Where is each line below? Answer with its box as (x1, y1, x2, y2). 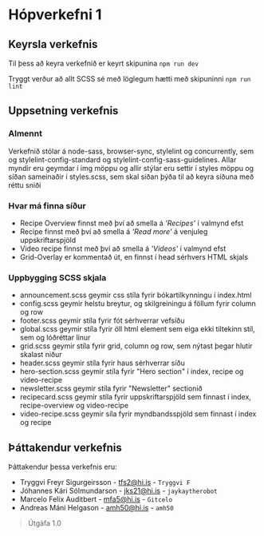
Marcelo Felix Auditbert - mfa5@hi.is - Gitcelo (19, 494, 173, 504)
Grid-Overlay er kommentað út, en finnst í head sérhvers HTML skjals (19, 252, 249, 261)
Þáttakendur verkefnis (8, 441, 122, 455)
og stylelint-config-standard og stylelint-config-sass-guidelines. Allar (8, 154, 237, 165)
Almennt (8, 128, 42, 139)
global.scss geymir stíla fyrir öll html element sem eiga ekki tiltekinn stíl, (19, 324, 255, 334)
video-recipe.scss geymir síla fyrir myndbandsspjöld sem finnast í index (19, 409, 257, 419)
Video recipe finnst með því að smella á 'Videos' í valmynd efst (19, 244, 227, 253)
